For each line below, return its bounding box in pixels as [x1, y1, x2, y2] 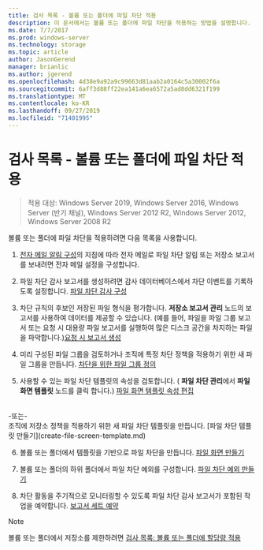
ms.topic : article [8, 48, 69, 56]
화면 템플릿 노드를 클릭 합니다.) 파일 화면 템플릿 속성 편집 [19, 386, 194, 395]
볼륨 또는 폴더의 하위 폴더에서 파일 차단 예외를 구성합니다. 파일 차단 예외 [19, 464, 240, 473]
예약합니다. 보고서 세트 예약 [34, 500, 119, 510]
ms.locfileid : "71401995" [8, 114, 93, 122]
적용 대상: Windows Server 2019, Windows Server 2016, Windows [27, 198, 239, 208]
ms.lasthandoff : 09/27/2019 [8, 107, 101, 115]
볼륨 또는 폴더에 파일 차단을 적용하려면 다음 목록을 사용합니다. [8, 233, 198, 242]
